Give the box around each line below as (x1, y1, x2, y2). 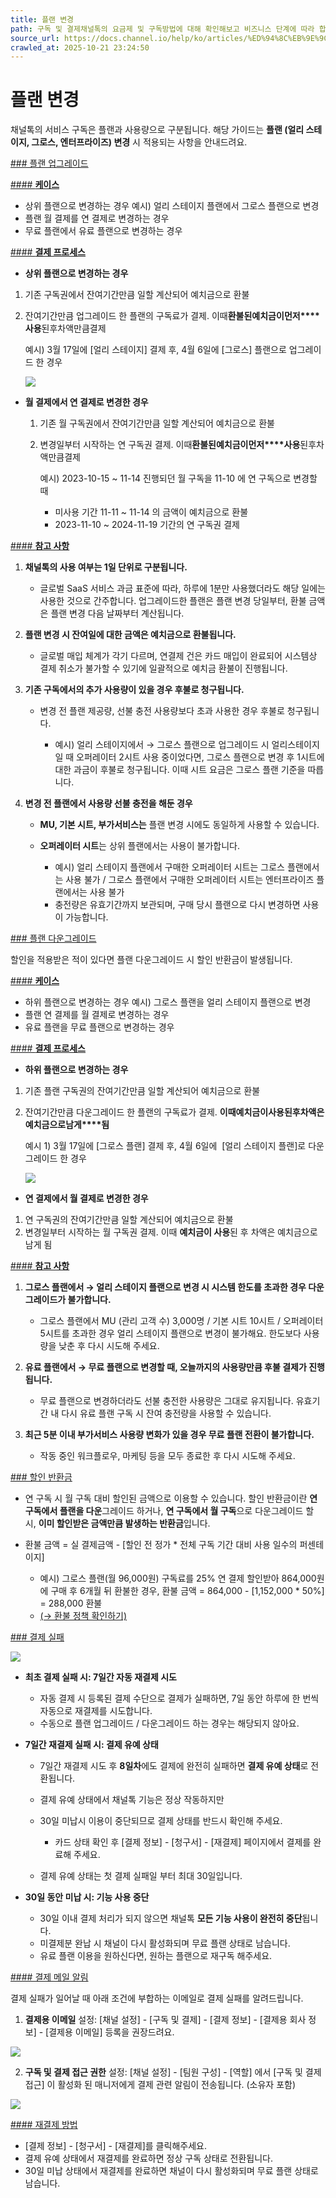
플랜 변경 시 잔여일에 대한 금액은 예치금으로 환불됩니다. (24, 629, 237, 641)
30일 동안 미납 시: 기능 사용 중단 (24, 1891, 150, 1903)
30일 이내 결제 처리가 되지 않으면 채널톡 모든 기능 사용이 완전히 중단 (39, 1912, 303, 1925)
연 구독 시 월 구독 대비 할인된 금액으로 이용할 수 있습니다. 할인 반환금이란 (24, 1492, 308, 1505)
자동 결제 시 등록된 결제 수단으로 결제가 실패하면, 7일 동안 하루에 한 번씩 (39, 1692, 320, 1705)
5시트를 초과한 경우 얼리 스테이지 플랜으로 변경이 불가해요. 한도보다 (39, 1327, 302, 1340)
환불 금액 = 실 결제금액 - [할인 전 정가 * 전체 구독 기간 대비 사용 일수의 (24, 1539, 298, 1551)
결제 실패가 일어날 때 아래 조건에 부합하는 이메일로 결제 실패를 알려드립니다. (10, 1992, 304, 2005)
